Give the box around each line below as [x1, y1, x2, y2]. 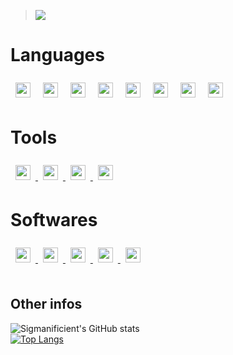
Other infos [10, 296, 83, 313]
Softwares [10, 209, 98, 232]
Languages [10, 44, 105, 67]
